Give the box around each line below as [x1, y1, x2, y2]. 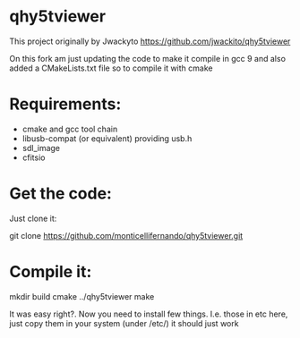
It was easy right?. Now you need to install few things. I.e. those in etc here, [9, 308, 288, 319]
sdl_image [21, 142, 61, 153]
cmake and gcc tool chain [21, 123, 118, 134]
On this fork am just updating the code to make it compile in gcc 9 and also [9, 53, 287, 63]
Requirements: [9, 94, 122, 114]
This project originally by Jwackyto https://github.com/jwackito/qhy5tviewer [9, 36, 291, 46]
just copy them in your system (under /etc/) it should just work [9, 317, 239, 328]
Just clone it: [9, 213, 57, 224]
